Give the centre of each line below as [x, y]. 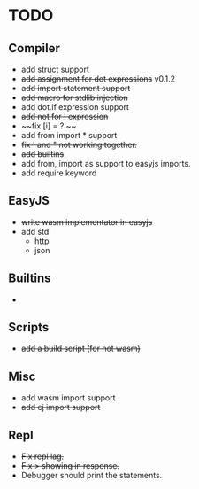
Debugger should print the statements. [92, 476]
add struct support [55, 69]
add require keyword [59, 173]
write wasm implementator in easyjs [87, 221]
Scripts [29, 327]
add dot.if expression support [75, 107]
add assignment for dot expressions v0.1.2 [98, 79]
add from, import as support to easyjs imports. [106, 163]
